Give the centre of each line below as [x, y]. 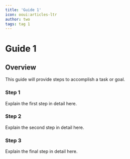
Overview [21, 67]
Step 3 [13, 140]
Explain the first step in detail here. [41, 103]
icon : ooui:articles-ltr [31, 15]
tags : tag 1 [18, 24]
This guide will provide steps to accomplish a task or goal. [65, 79]
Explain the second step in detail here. [45, 127]
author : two [18, 19]
